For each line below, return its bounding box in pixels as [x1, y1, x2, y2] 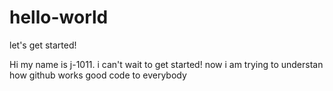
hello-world [9, 6, 109, 29]
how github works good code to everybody [9, 69, 187, 81]
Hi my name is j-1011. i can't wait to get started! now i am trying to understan [9, 58, 324, 70]
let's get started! [9, 39, 77, 51]
